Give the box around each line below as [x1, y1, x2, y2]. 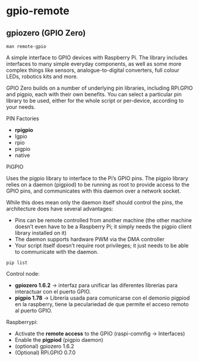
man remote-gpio [6, 43, 46, 49]
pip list [6, 260, 28, 266]
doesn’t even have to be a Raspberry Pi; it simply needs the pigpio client [14, 223, 192, 230]
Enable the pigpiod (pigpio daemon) [14, 336, 104, 343]
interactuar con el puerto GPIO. [14, 288, 91, 295]
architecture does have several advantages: [6, 205, 113, 212]
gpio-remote [6, 4, 70, 18]
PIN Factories [6, 115, 40, 122]
